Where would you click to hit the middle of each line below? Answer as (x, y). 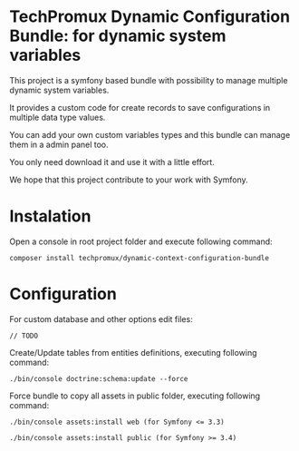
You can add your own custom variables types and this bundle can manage (150, 134)
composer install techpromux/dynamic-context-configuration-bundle (140, 258)
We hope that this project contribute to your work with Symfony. (129, 180)
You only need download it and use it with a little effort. (112, 162)
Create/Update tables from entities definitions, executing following (133, 352)
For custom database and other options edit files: (101, 319)
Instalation (50, 216)
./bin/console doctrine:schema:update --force (99, 378)
